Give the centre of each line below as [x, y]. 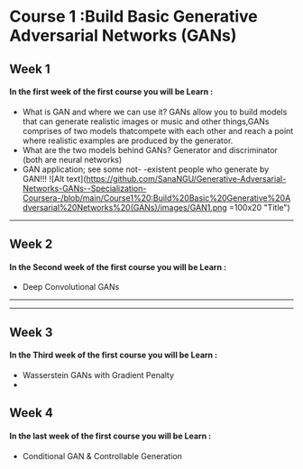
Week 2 [31, 244]
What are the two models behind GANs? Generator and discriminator [150, 149]
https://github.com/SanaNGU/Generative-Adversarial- [186, 178]
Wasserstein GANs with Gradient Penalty [98, 374]
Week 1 [30, 69]
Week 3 [31, 332]
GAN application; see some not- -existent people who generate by [146, 169]
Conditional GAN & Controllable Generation [102, 455]
